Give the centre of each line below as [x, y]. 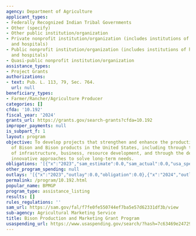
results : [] [20, 197]
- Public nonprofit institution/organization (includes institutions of [96, 50]
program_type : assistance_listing [48, 191]
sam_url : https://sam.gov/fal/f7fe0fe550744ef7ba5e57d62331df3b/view [92, 208]
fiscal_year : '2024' [31, 115]
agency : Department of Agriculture [49, 11]
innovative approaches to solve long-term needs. [73, 159]
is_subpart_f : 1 [26, 131]
